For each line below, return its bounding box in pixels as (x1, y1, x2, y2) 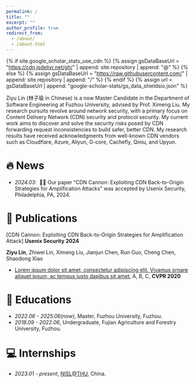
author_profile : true (6, 25, 59, 31)
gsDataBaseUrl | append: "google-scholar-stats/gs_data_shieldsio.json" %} (6, 82, 188, 89)
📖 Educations (6, 293, 72, 306)
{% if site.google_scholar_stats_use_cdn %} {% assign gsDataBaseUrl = (6, 57, 180, 65)
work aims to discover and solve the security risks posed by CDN (6, 120, 164, 127)
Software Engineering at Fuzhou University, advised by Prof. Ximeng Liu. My (6, 101, 190, 108)
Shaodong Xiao (6, 255, 43, 262)
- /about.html (11, 42, 46, 48)
